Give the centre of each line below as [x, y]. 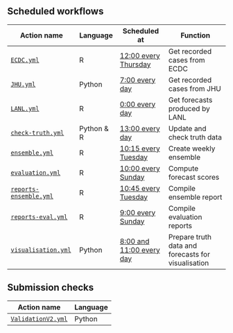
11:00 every [140, 250]
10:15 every [140, 148]
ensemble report [195, 197]
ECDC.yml [25, 60]
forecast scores [194, 177]
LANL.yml [25, 108]
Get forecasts [190, 100]
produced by [189, 108]
